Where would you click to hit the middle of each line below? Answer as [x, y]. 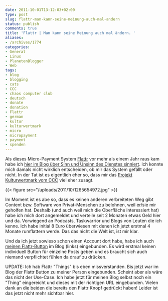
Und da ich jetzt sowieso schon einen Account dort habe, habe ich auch [80, 241]
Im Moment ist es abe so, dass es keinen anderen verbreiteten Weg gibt [79, 199]
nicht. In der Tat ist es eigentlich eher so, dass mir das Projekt [69, 175]
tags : [11, 70]
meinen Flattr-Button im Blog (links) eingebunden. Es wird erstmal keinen [80, 246]
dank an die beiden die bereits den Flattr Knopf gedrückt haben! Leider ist [81, 288]
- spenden [16, 145]
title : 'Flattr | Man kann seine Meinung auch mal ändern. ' [70, 33]
